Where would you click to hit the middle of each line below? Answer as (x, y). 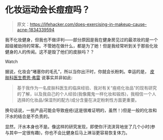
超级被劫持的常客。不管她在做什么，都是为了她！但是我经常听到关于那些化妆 (81, 46)
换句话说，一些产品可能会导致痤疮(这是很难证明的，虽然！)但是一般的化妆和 (81, 110)
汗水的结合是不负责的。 (28, 116)
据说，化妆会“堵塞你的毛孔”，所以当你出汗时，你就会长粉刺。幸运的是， (77, 71)
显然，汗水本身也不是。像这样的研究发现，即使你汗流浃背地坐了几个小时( (78, 126)
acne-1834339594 (36, 30)
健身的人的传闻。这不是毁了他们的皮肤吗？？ (50, 52)
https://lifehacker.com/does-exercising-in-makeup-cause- (88, 24)
